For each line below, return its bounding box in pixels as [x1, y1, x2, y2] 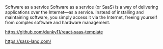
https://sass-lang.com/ [5, 38, 52, 44]
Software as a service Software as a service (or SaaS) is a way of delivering [5, 4, 159, 10]
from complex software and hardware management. [5, 19, 110, 25]
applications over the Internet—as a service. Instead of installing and [5, 9, 144, 15]
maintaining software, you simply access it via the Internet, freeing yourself [5, 15, 158, 20]
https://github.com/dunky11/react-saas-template [5, 29, 103, 34]
